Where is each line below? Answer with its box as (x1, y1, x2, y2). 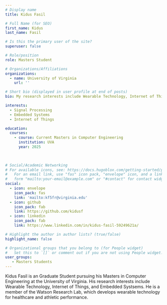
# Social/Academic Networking (5, 162, 68, 167)
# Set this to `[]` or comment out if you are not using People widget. (5, 250, 164, 255)
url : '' (14, 80, 30, 85)
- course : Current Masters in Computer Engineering (14, 135, 123, 140)
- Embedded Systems (9, 112, 50, 117)
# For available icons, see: (5, 167, 66, 172)
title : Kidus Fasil (5, 12, 46, 17)
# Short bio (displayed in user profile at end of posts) (5, 89, 128, 95)
